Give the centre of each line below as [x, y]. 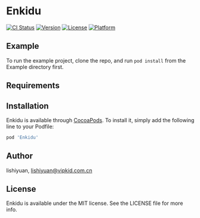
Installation [27, 106]
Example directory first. [35, 67]
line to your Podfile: [30, 126]
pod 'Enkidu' [22, 137]
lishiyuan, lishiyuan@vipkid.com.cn [49, 170]
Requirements [33, 85]
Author [19, 156]
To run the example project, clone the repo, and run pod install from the [96, 60]
